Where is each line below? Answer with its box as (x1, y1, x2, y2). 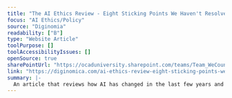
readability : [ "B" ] (7, 29, 64, 37)
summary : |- (7, 74, 41, 81)
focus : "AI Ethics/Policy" (7, 17, 85, 23)
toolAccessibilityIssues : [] (7, 49, 91, 56)
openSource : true (7, 55, 57, 62)
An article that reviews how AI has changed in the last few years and (13, 81, 224, 88)
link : (7, 68, 23, 75)
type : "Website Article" (7, 36, 79, 43)
